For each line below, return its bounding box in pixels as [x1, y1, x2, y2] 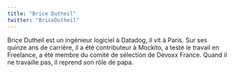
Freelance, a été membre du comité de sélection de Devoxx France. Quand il [7, 50, 227, 59]
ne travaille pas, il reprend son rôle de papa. [7, 58, 134, 66]
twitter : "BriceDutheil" [7, 17, 80, 24]
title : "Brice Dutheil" [7, 10, 77, 17]
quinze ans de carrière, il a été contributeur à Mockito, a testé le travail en [7, 43, 219, 51]
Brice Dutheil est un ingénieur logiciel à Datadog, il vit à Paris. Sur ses [7, 35, 207, 44]
